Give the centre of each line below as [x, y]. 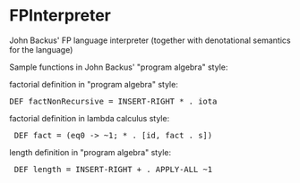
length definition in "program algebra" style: [90, 152]
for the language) [41, 49]
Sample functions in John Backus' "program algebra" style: [119, 67]
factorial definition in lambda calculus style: [90, 118]
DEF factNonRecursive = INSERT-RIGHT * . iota [113, 101]
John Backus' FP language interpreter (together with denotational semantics [150, 40]
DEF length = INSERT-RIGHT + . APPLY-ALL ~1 [113, 169]
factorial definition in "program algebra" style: [94, 84]
